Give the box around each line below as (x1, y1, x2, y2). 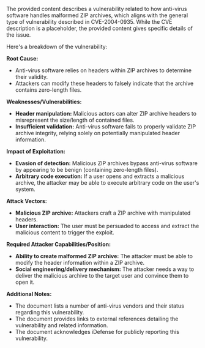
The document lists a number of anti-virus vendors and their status (15, 302, 185, 309)
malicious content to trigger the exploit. (15, 229, 114, 236)
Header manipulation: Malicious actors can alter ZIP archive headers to (15, 110, 197, 117)
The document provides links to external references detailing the (15, 315, 179, 322)
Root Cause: (6, 55, 39, 62)
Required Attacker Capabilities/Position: (6, 241, 111, 248)
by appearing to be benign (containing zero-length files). (15, 166, 158, 173)
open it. (15, 278, 35, 286)
